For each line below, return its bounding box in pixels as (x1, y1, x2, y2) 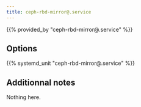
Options (6, 43, 38, 54)
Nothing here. (6, 94, 41, 101)
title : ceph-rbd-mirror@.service (6, 9, 92, 15)
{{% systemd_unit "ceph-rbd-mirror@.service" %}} (6, 59, 136, 67)
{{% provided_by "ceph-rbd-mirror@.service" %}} (6, 26, 133, 33)
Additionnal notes (6, 77, 76, 87)
